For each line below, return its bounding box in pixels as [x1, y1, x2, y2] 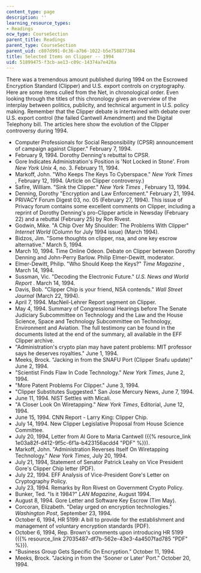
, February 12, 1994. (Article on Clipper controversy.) [14, 177, 145, 184]
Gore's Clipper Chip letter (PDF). [14, 465, 95, 472]
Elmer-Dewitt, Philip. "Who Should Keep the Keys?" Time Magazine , [14, 260, 185, 267]
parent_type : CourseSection [6, 43, 77, 49]
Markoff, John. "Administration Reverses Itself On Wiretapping [14, 445, 169, 453]
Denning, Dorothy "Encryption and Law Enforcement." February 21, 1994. [14, 190, 196, 197]
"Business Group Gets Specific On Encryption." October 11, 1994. [14, 548, 176, 555]
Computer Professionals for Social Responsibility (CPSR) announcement [14, 138, 194, 146]
